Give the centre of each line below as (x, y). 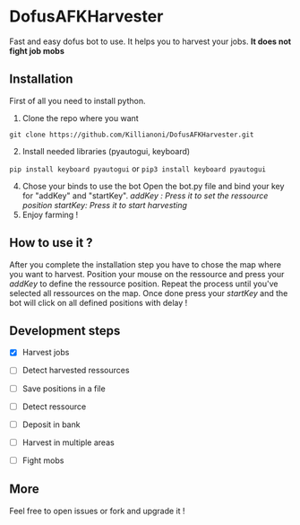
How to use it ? (51, 243)
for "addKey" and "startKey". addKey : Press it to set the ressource (145, 196)
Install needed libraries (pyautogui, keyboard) (106, 151)
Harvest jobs (46, 353)
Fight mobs (43, 460)
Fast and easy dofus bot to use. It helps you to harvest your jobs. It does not (150, 41)
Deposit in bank (51, 424)
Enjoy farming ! (50, 214)
